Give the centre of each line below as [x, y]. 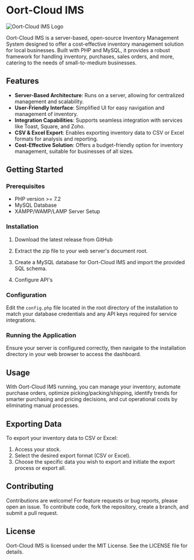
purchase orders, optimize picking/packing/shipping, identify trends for [92, 393]
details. [15, 552]
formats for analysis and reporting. [56, 139]
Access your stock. [38, 449]
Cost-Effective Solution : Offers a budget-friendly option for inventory [98, 145]
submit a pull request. [32, 513]
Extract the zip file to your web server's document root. [81, 251]
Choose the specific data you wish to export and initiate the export [95, 462]
